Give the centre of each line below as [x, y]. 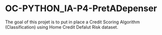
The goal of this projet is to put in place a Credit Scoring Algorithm [72, 22]
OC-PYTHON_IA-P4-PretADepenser [81, 9]
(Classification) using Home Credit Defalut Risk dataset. [62, 27]
